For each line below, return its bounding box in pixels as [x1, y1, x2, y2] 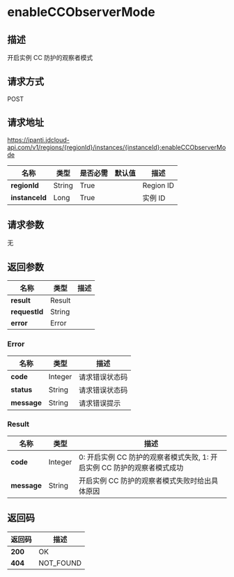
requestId [10, 307, 44, 317]
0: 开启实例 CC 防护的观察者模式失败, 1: [79, 452, 209, 462]
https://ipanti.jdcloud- [7, 135, 70, 144]
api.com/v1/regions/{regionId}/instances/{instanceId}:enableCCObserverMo [7, 143, 226, 151]
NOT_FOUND [38, 558, 82, 568]
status [10, 385, 33, 394]
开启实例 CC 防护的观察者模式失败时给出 [79, 475, 212, 485]
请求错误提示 [79, 398, 121, 408]
